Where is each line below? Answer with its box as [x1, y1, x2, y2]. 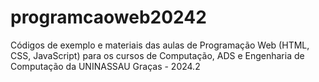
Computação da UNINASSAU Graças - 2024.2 [10, 60, 201, 72]
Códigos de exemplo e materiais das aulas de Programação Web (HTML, [10, 39, 310, 51]
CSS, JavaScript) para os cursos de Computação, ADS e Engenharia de [10, 49, 305, 61]
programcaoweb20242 [10, 6, 207, 29]
